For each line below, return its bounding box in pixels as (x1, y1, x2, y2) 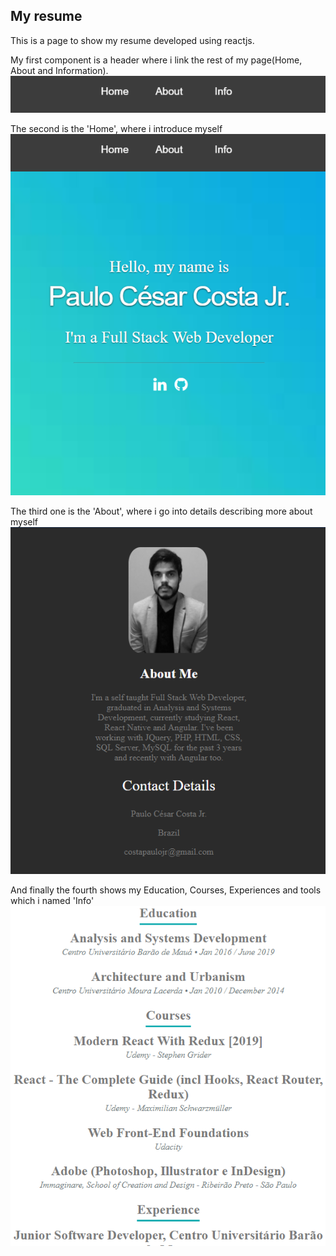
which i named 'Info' (10, 894, 95, 906)
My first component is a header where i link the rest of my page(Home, (10, 54, 303, 66)
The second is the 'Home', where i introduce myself (10, 122, 223, 134)
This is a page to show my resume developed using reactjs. (10, 34, 255, 46)
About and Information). (10, 64, 109, 76)
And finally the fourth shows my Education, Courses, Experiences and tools (10, 884, 322, 896)
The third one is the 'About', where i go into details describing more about (10, 505, 313, 517)
